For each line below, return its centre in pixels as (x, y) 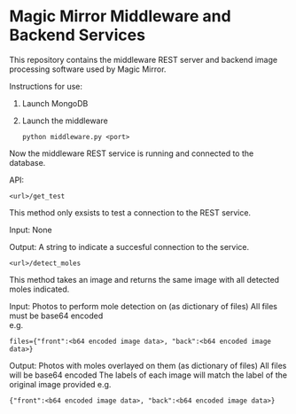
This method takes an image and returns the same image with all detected (144, 279)
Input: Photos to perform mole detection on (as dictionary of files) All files (143, 306)
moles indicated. (39, 289)
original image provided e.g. (60, 384)
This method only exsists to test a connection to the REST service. (130, 212)
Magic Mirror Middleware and (121, 16)
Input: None (31, 230)
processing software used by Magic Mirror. (88, 69)
